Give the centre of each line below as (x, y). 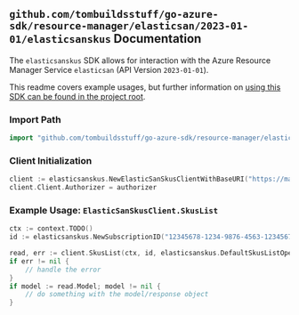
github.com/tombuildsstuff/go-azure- (114, 15)
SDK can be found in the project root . (77, 96)
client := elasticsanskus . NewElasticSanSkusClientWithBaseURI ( (129, 179)
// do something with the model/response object (117, 295)
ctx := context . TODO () (51, 229)
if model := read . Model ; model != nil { (85, 286)
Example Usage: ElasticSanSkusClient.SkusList (114, 210)
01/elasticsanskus (60, 40)
